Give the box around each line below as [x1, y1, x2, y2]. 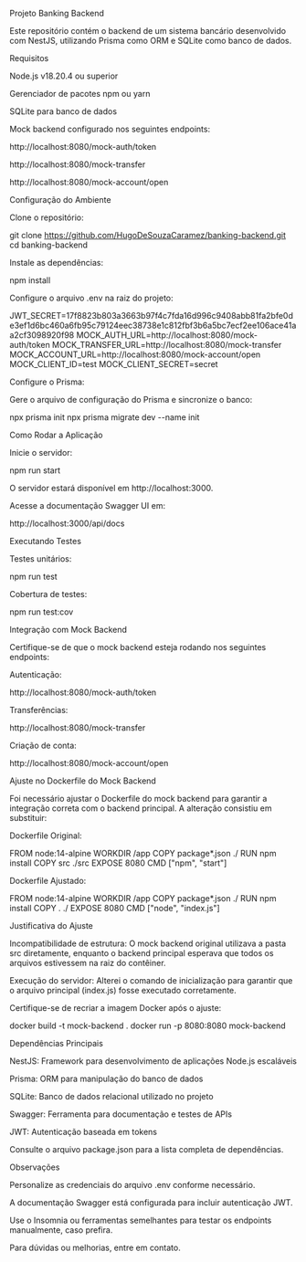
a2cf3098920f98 [9, 330, 75, 341]
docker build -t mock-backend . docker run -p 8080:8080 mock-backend [9, 1020, 286, 1031]
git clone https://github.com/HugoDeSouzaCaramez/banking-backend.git [9, 230, 286, 240]
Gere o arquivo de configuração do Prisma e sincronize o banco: [9, 394, 253, 405]
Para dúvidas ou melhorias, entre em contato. [9, 1242, 181, 1253]
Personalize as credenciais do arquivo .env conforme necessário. [9, 1180, 256, 1190]
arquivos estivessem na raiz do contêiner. [9, 958, 166, 968]
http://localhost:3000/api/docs [9, 518, 125, 529]
